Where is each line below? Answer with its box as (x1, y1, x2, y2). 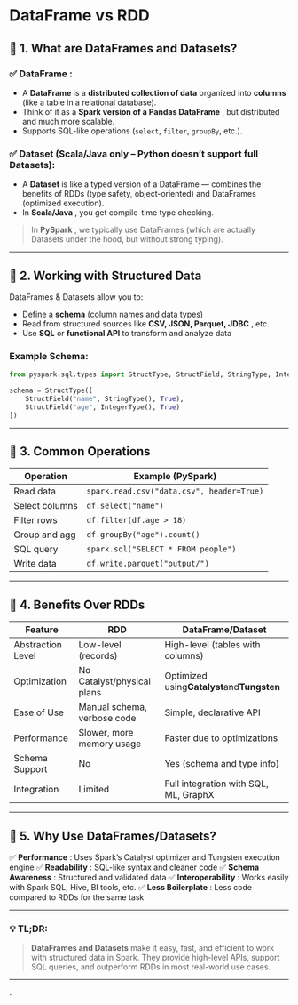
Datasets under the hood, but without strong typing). (30, 234, 223, 245)
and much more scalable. (21, 116, 115, 126)
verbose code (78, 712, 137, 725)
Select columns (13, 500, 78, 512)
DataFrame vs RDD (9, 5, 151, 26)
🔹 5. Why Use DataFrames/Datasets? (9, 828, 217, 843)
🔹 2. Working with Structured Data (9, 268, 202, 283)
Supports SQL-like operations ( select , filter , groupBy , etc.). (21, 125, 243, 136)
